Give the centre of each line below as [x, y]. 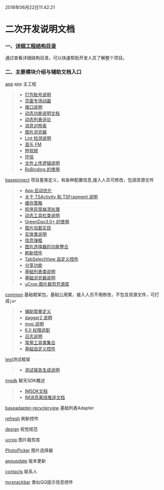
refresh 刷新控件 [22, 418]
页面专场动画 [38, 101]
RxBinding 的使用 [42, 169]
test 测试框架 [18, 359]
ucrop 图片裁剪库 [23, 440]
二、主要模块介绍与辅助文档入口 [43, 72]
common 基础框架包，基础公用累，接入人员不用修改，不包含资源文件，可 [80, 294]
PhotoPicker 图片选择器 [29, 450]
